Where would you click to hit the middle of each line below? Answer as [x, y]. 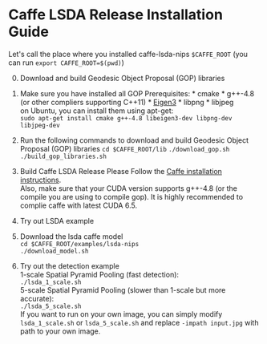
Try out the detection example [70, 265]
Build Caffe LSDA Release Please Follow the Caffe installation [121, 171]
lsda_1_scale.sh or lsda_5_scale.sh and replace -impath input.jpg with [139, 322]
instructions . [40, 180]
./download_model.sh [54, 251]
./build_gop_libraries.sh [63, 156]
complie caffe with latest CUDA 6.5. [79, 205]
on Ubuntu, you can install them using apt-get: [97, 111]
